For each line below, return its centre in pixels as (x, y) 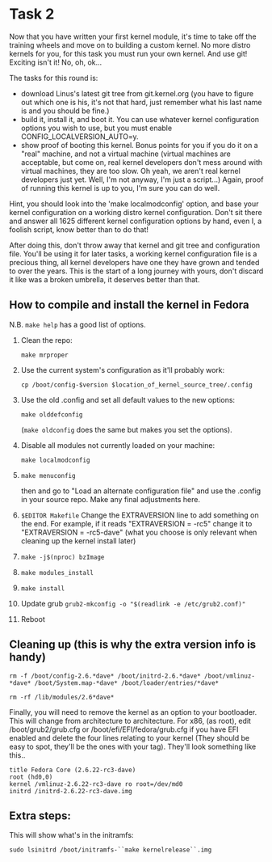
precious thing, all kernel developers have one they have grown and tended (134, 262)
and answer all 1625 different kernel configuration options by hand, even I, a (136, 221)
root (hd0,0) (31, 777)
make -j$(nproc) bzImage (63, 557)
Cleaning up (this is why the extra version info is (133, 645)
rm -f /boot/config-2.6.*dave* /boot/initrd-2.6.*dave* (105, 676)
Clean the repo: (46, 340)
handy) (28, 657)
